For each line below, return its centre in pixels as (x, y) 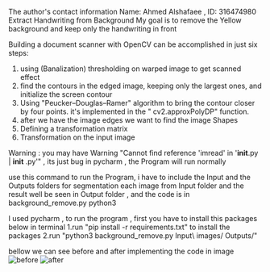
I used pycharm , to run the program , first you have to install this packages (133, 218)
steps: (19, 53)
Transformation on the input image (77, 137)
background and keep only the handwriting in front (93, 29)
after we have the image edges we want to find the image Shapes (129, 120)
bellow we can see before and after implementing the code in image (121, 251)
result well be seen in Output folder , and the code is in (99, 194)
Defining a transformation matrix (74, 129)
